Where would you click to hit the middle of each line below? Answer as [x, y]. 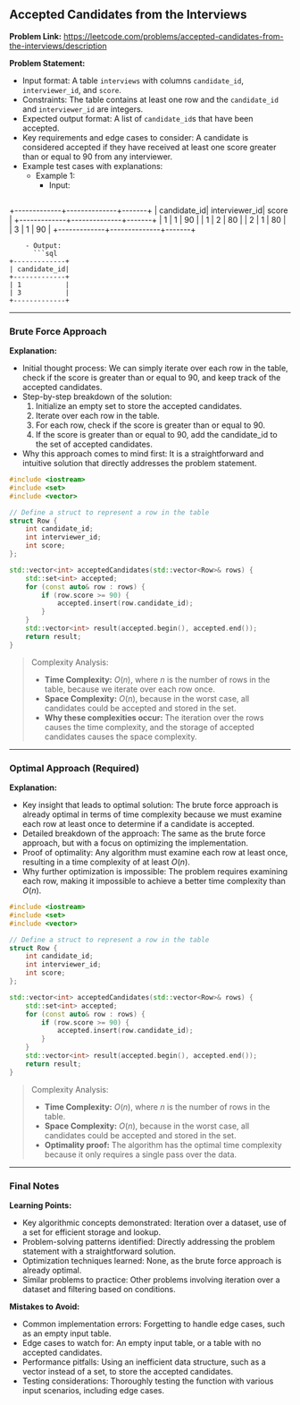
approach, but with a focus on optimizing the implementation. [135, 843]
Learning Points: [41, 1205]
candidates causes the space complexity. [121, 737]
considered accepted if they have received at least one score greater [149, 147]
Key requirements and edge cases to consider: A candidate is [135, 137]
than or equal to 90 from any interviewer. [97, 157]
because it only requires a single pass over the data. [141, 1154]
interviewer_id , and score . [72, 89]
